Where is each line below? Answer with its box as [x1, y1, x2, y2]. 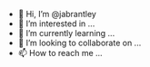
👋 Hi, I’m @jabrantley [17, 9, 97, 19]
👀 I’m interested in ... [17, 18, 95, 29]
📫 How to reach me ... [17, 48, 103, 58]
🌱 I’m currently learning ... [17, 28, 115, 38]
